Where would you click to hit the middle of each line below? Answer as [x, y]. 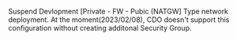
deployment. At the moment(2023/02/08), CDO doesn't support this [119, 20]
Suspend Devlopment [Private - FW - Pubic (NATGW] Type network [118, 11]
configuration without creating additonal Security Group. [100, 28]
